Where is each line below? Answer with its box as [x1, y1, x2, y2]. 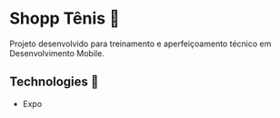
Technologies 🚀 [9, 74, 99, 90]
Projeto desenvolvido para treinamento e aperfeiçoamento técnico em [9, 38, 272, 49]
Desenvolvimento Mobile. [9, 47, 105, 58]
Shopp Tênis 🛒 [9, 8, 120, 29]
